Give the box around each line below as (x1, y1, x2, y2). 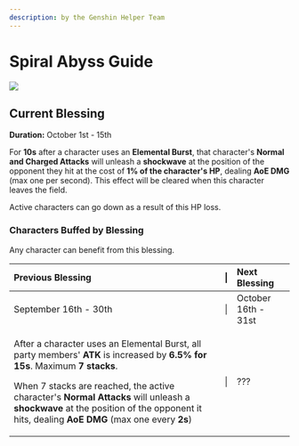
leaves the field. (9, 184, 69, 196)
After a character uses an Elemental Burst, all (13, 337, 202, 350)
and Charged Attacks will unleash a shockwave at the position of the (9, 157, 265, 167)
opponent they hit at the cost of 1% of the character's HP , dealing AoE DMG (9, 166, 290, 176)
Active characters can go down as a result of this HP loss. (9, 202, 222, 213)
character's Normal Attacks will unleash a (13, 391, 190, 403)
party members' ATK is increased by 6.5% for (13, 348, 207, 361)
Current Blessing (9, 106, 105, 121)
